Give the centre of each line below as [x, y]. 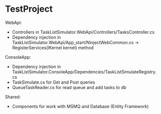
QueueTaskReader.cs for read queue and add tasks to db [69, 87]
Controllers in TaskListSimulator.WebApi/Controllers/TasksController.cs [83, 32]
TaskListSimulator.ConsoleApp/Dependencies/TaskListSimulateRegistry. [84, 71]
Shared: [13, 97]
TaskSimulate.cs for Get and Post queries [54, 82]
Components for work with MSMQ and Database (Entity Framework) [80, 106]
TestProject [29, 9]
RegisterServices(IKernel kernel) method [53, 47]
